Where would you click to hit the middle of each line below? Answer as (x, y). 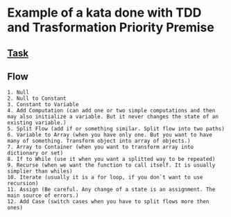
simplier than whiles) (40, 171)
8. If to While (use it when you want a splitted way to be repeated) (111, 159)
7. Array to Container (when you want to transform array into (101, 147)
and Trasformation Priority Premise (111, 27)
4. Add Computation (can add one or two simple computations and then (111, 111)
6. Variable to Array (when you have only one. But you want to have (110, 135)
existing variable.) (37, 123)
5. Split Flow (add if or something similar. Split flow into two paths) (116, 129)
